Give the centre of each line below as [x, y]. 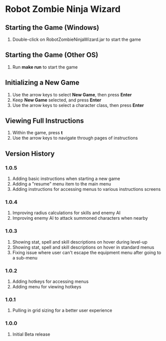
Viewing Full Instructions [44, 121]
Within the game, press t [38, 133]
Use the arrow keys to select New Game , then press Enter [72, 94]
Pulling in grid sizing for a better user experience [62, 310]
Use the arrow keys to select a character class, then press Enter [78, 105]
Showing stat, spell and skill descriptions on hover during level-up [80, 242]
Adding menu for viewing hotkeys [47, 287]
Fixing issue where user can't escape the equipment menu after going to [87, 253]
